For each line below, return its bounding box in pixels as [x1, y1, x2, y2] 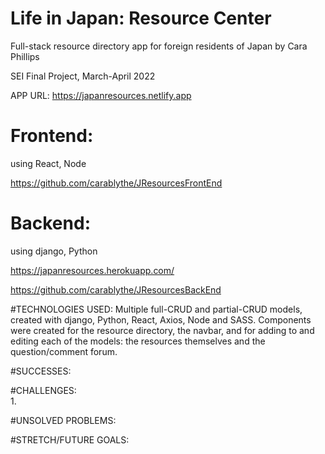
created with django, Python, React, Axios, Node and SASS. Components [10, 313, 312, 326]
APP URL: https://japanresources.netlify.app [10, 89, 192, 101]
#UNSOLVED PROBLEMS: [10, 414, 117, 426]
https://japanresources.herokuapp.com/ [10, 264, 175, 276]
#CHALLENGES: [10, 384, 77, 396]
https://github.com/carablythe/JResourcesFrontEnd [10, 177, 223, 189]
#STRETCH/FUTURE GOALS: [10, 433, 130, 446]
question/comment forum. [10, 345, 118, 357]
